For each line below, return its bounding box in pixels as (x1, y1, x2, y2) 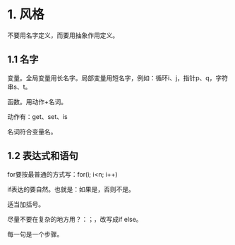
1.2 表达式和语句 (7, 150, 79, 162)
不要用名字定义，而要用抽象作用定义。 (7, 31, 119, 39)
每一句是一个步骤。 (7, 230, 64, 238)
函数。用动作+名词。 (7, 97, 68, 106)
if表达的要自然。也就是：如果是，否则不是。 (7, 184, 135, 194)
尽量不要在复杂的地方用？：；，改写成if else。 (7, 215, 143, 223)
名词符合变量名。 (7, 127, 57, 136)
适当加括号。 (7, 200, 44, 208)
